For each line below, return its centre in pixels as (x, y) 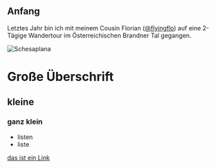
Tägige (17, 35)
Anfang (24, 11)
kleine (21, 102)
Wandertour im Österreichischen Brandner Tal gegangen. (110, 35)
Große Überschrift (61, 77)
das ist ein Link (29, 158)
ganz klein (25, 122)
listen (25, 137)
